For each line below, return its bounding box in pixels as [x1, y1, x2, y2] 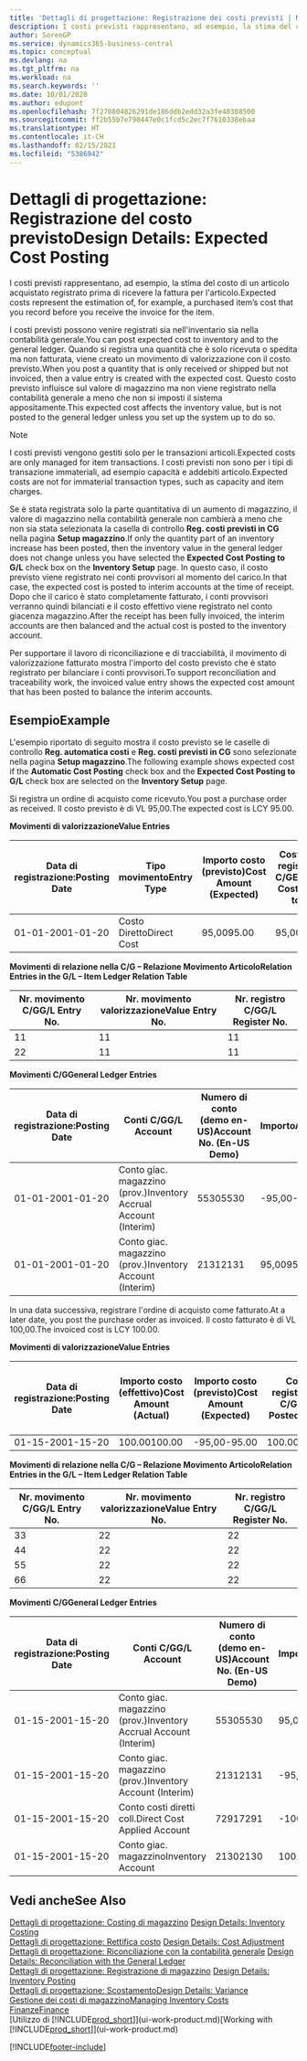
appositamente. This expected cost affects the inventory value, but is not [9, 401, 281, 412]
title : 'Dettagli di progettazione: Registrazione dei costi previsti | [9, 13, 292, 23]
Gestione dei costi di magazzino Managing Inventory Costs [9, 1994, 229, 2006]
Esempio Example [9, 712, 111, 728]
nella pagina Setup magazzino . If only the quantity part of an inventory [9, 532, 275, 544]
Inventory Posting [9, 1975, 76, 1986]
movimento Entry [118, 871, 194, 884]
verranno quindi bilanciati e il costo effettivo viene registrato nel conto [9, 600, 273, 611]
